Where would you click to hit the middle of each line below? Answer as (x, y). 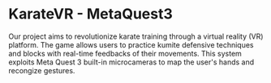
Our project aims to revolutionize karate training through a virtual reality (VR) (136, 36)
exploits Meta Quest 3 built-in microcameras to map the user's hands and (131, 62)
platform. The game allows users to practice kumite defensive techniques (131, 44)
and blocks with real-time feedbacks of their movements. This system (125, 53)
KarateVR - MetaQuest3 (90, 14)
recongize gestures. (42, 70)
